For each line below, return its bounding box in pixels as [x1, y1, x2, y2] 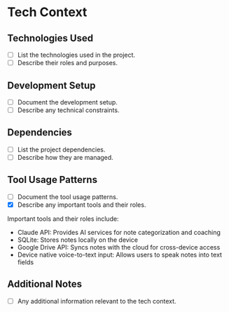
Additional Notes [7, 278, 83, 290]
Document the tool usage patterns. [17, 192, 118, 201]
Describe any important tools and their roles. [17, 201, 146, 209]
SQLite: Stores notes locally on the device [17, 236, 139, 244]
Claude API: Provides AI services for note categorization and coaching [17, 228, 221, 236]
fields [17, 257, 34, 266]
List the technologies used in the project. [17, 50, 135, 59]
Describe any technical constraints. [17, 106, 120, 114]
